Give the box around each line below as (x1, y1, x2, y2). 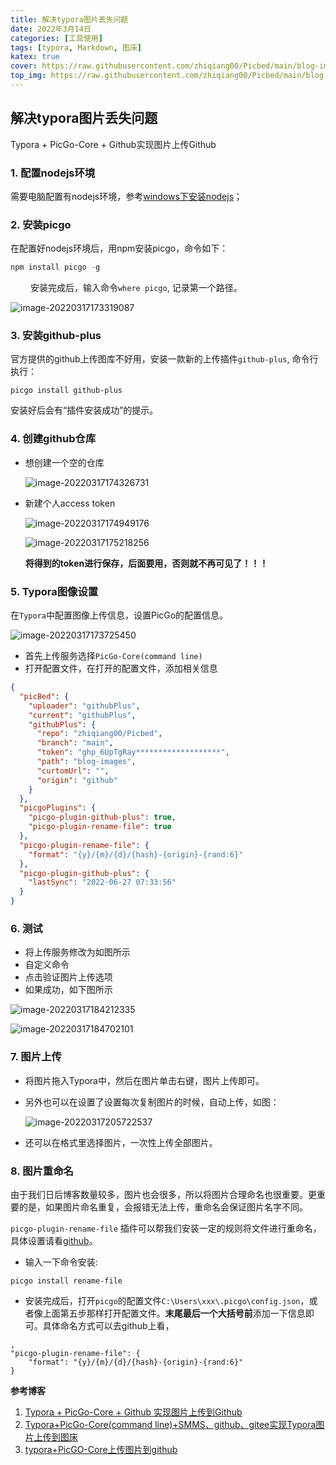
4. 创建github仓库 (10, 432, 97, 446)
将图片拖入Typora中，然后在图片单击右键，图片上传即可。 (24, 1074, 265, 1086)
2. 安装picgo (10, 217, 72, 231)
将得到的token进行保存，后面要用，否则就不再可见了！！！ (24, 557, 269, 569)
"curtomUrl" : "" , (36, 766, 110, 776)
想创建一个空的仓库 (24, 456, 105, 468)
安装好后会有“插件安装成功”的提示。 (10, 404, 159, 416)
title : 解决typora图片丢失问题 (10, 14, 129, 25)
